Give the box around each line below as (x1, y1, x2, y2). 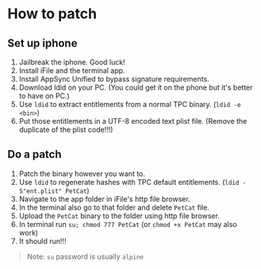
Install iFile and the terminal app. (18, 66, 125, 75)
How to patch (7, 5, 97, 23)
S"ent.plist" (18, 187, 63, 195)
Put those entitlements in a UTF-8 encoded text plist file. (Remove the (18, 117, 248, 125)
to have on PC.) (18, 91, 71, 100)
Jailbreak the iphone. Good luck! (18, 57, 125, 67)
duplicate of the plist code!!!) (18, 125, 113, 134)
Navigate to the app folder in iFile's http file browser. (18, 194, 191, 203)
